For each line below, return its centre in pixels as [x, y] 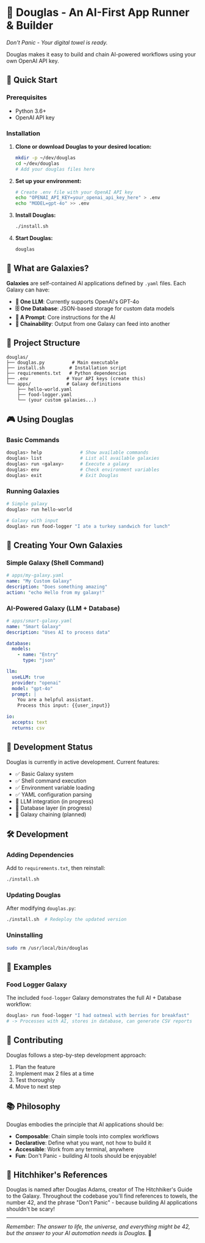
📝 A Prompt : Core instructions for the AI [65, 317]
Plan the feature [35, 1067]
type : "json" [39, 661]
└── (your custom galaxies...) [57, 400]
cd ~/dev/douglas [37, 163]
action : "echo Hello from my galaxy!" [56, 592]
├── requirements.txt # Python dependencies [67, 373]
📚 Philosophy [34, 1107]
